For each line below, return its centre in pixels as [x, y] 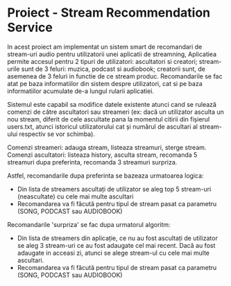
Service [30, 27]
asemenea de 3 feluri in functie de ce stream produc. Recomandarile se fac [115, 76]
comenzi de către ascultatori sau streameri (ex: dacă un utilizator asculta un [115, 112]
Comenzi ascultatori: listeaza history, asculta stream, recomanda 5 [102, 155]
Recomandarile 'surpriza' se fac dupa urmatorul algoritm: [89, 224]
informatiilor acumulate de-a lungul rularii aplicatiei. [81, 91]
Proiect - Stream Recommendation [109, 13]
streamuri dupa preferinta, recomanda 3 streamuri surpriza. [92, 162]
